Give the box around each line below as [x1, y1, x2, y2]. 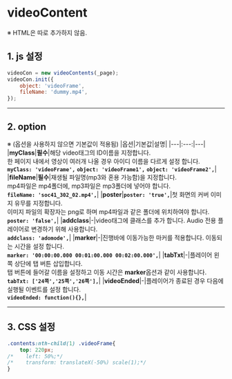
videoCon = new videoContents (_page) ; [7, 69, 119, 77]
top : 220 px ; [19, 347, 54, 353]
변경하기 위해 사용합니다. [30, 224, 98, 233]
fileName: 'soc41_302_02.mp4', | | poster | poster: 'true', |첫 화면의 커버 [7, 190, 209, 198]
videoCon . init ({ [7, 76, 54, 83]
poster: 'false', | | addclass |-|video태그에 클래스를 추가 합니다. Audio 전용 [7, 216, 216, 224]
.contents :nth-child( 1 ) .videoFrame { [7, 340, 116, 347]
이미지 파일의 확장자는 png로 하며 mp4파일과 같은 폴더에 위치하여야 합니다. [7, 207, 210, 215]
